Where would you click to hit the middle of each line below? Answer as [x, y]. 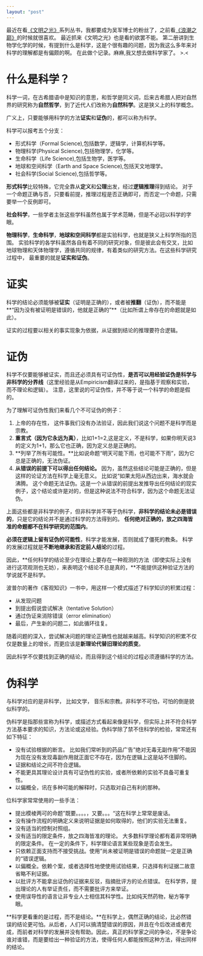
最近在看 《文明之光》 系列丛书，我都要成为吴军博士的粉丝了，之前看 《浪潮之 [101, 30]
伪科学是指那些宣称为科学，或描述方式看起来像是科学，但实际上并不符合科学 [101, 722]
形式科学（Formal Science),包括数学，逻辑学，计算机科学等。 [92, 143]
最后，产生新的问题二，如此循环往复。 [63, 623]
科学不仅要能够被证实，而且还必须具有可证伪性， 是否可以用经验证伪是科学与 [101, 375]
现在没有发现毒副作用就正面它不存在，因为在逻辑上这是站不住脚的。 [105, 758]
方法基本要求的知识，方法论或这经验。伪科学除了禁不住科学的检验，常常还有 [101, 729]
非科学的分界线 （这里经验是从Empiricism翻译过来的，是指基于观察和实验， [99, 382]
